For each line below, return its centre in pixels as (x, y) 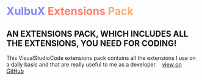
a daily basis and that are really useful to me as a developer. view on (94, 64)
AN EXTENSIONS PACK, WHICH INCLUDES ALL (97, 34)
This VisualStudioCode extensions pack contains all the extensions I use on (101, 58)
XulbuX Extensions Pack (70, 11)
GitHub (15, 71)
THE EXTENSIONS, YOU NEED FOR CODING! (92, 43)
